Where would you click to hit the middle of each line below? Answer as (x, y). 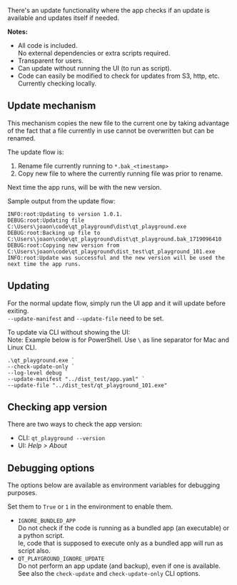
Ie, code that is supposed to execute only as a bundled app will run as (120, 543)
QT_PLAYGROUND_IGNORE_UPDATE (61, 559)
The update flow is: (36, 152)
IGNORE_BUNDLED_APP (47, 521)
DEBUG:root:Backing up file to (54, 233)
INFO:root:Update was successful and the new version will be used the (116, 258)
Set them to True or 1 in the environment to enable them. (90, 507)
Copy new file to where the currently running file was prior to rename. (120, 173)
